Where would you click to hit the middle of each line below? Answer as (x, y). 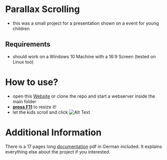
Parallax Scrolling (43, 9)
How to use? (32, 82)
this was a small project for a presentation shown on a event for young (86, 23)
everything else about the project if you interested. (58, 151)
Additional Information (53, 132)
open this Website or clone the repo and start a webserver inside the (84, 96)
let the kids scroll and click (40, 112)
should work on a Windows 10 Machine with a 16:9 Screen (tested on (84, 56)
